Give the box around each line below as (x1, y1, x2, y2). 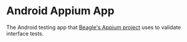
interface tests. (6, 30, 44, 37)
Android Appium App (6, 4, 115, 18)
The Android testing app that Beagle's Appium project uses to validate (6, 24, 182, 31)
